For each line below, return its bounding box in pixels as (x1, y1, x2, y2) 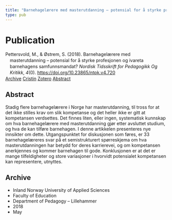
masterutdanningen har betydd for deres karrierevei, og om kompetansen (5, 142, 160, 148)
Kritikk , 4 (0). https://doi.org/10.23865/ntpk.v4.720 (10, 70, 116, 76)
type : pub (5, 12, 27, 17)
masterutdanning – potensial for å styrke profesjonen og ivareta (10, 57, 144, 64)
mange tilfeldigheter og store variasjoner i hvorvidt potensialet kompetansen (5, 153, 166, 159)
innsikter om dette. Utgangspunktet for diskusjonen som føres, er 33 (5, 131, 150, 137)
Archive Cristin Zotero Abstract (5, 75, 71, 82)
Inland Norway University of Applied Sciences (12, 187, 110, 193)
